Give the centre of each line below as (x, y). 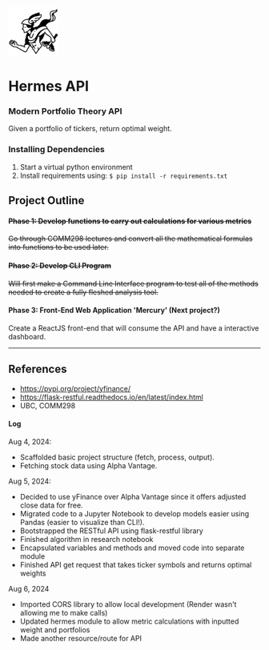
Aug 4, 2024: (30, 441)
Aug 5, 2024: (30, 481)
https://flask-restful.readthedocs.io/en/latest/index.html (112, 397)
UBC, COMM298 (48, 405)
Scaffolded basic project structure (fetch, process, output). (117, 457)
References (38, 369)
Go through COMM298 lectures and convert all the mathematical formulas (130, 239)
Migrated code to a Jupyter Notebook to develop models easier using (134, 513)
